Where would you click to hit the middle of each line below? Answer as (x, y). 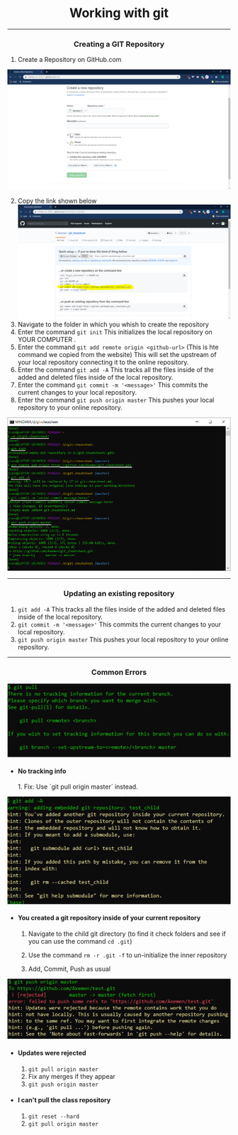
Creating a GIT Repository (119, 44)
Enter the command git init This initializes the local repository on (115, 331)
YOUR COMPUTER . (47, 339)
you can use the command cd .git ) (80, 942)
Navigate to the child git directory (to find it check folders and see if (127, 934)
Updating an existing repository (119, 594)
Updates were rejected (52, 1053)
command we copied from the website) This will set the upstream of (117, 354)
